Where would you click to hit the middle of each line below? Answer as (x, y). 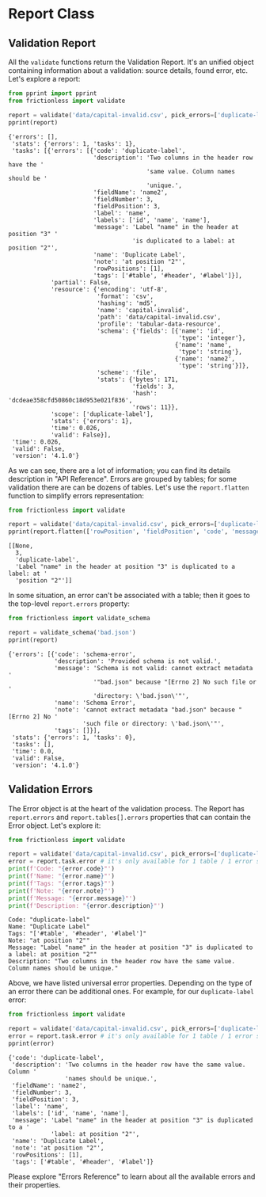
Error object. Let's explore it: (55, 825)
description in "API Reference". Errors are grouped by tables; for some (123, 478)
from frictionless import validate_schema (79, 619)
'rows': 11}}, (155, 407)
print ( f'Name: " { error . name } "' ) (61, 876)
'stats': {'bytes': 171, (137, 379)
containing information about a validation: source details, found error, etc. (128, 71)
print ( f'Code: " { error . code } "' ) (61, 869)
